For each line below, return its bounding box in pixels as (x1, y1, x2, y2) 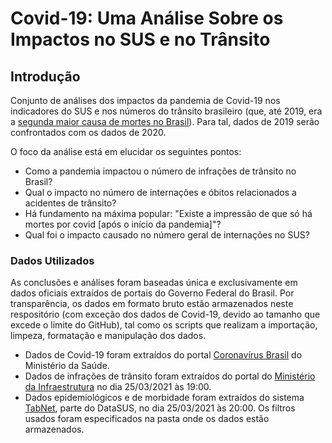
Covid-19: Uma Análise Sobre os (10, 7, 284, 30)
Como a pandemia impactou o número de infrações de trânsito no (24, 165, 297, 177)
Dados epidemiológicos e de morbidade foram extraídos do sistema (24, 392, 305, 404)
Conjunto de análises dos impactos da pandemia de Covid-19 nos (10, 95, 281, 106)
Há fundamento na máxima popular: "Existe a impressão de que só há (24, 208, 313, 219)
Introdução (10, 68, 81, 85)
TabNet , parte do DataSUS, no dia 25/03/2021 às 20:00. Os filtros (24, 402, 296, 414)
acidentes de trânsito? (24, 197, 117, 209)
